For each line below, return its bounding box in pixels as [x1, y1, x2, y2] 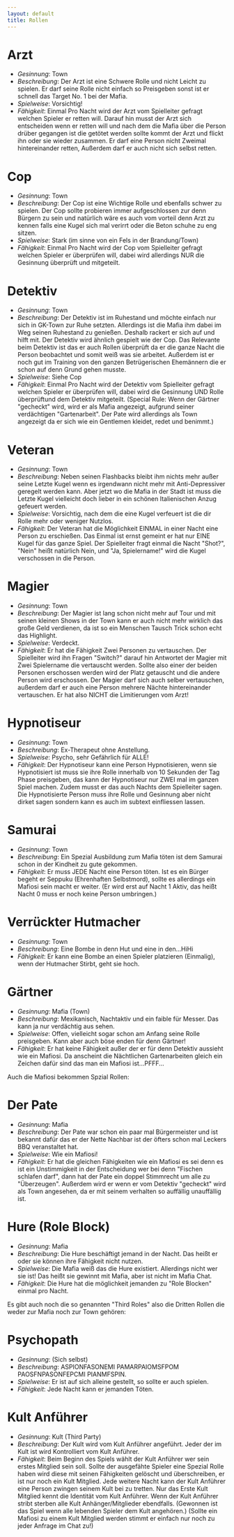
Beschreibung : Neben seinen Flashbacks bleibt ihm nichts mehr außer [17, 472, 219, 481]
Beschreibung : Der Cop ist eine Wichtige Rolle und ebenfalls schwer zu [17, 199, 222, 207]
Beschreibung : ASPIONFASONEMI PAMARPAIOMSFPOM [17, 1362, 180, 1371]
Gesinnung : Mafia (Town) [17, 1007, 91, 1015]
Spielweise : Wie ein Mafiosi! [17, 1150, 98, 1158]
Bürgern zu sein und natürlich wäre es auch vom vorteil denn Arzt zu [17, 214, 215, 222]
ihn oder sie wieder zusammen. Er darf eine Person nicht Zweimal [17, 137, 207, 145]
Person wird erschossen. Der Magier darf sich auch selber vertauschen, [17, 676, 224, 685]
